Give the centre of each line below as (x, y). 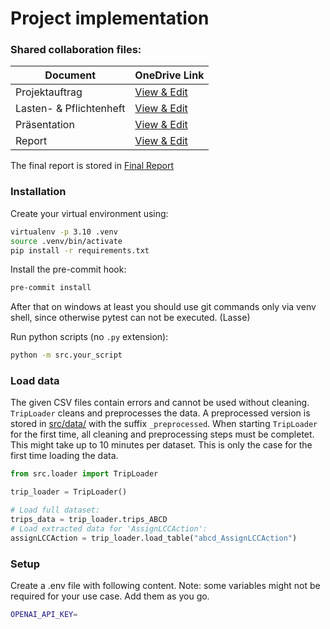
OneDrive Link (169, 75)
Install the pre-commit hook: (68, 269)
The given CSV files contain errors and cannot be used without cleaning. (160, 403)
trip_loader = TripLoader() (69, 492)
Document (70, 75)
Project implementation (110, 18)
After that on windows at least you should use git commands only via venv (163, 307)
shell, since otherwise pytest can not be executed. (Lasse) (130, 318)
